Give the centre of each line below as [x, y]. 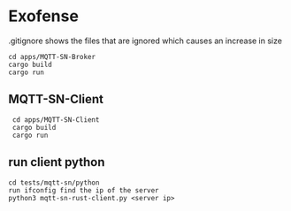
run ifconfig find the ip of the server [84, 190]
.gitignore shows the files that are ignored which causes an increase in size [145, 41]
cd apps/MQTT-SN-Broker [52, 57]
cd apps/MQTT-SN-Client [56, 120]
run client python [57, 162]
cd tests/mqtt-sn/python [54, 183]
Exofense [43, 16]
